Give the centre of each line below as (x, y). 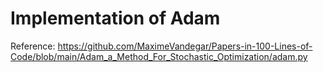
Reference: (33, 46)
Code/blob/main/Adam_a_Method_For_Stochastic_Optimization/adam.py (159, 56)
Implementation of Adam (115, 18)
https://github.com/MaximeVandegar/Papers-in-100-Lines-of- (185, 46)
